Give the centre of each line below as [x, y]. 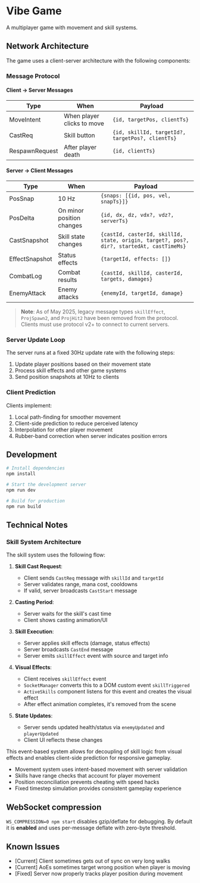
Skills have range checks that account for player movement [87, 776]
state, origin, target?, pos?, [145, 240]
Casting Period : [35, 602]
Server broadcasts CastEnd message [68, 649]
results [68, 280]
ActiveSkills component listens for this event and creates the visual [107, 692]
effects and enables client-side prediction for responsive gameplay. [89, 758]
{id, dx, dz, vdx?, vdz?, [137, 215]
